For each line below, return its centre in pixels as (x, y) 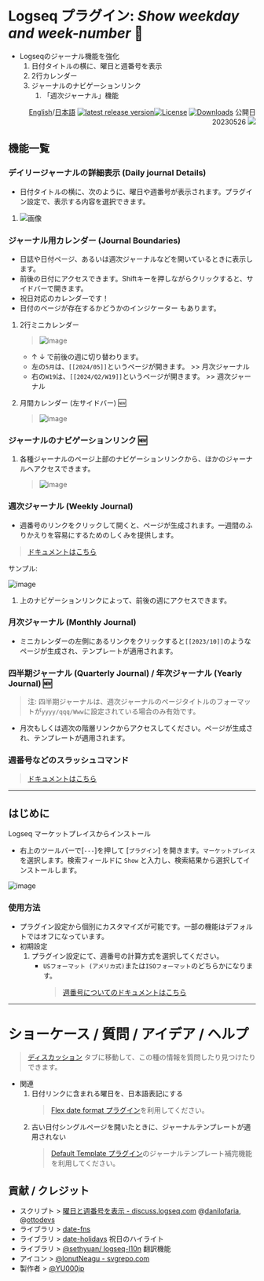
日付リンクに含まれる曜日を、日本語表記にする (107, 1094)
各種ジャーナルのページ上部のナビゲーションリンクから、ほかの (123, 459)
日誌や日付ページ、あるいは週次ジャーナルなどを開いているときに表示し (136, 259)
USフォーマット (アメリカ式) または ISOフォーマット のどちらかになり (145, 965)
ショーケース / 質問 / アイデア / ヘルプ (128, 1034)
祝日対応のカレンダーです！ (64, 298)
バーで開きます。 (60, 288)
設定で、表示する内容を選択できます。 (88, 201)
